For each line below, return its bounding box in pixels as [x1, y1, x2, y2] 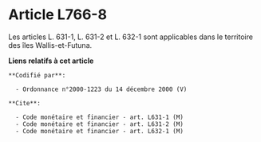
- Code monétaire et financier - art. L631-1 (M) [15, 113, 184, 121]
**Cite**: [8, 99, 42, 107]
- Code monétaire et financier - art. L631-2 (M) [15, 120, 184, 128]
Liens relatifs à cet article [8, 56, 94, 65]
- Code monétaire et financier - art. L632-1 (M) [15, 127, 184, 135]
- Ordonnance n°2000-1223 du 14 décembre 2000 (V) [15, 85, 188, 93]
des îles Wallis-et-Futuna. [8, 40, 93, 49]
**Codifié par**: [8, 71, 66, 79]
